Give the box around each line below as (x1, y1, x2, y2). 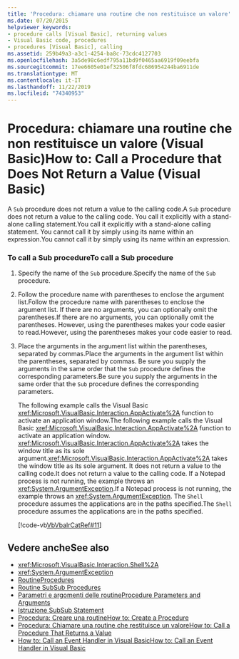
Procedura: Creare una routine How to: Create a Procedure (17, 613, 189, 622)
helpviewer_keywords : (7, 24, 72, 31)
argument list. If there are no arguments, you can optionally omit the (17, 306, 218, 314)
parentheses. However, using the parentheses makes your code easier (17, 321, 226, 329)
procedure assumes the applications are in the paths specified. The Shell (17, 499, 233, 508)
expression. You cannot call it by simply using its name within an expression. (7, 235, 230, 244)
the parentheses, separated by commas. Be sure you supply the (17, 357, 206, 365)
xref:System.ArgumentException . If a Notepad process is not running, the (17, 484, 232, 493)
